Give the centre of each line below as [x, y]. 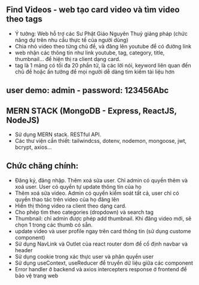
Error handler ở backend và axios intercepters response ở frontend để [101, 269]
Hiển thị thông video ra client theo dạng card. [71, 206]
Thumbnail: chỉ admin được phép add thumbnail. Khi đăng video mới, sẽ [103, 218]
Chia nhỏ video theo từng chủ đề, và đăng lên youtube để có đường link [103, 46]
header [24, 250]
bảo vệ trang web [36, 275]
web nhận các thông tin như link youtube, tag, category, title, [90, 53]
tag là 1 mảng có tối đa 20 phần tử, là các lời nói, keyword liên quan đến [103, 65]
